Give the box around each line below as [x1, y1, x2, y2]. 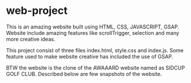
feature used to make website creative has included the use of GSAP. [6, 53, 173, 60]
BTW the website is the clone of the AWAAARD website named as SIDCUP [6, 64, 185, 71]
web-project [6, 4, 68, 17]
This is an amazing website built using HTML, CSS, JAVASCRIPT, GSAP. [6, 23, 180, 30]
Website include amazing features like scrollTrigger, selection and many [6, 29, 180, 36]
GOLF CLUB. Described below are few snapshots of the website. [6, 70, 162, 77]
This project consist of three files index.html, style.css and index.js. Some [6, 46, 184, 53]
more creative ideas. [6, 35, 56, 42]
